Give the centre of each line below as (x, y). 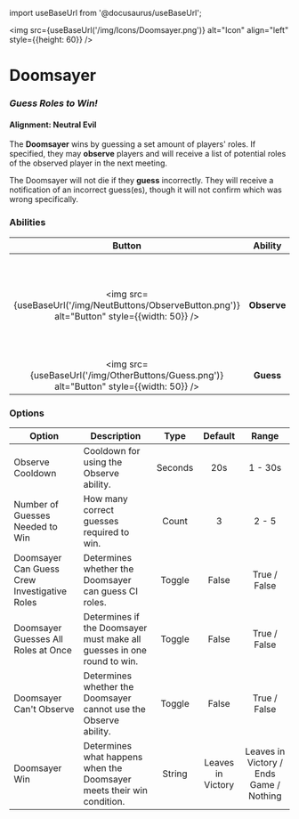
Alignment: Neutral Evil (53, 125)
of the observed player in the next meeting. (88, 163)
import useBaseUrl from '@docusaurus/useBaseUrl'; (105, 13)
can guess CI (111, 591)
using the (103, 462)
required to (106, 531)
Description (116, 435)
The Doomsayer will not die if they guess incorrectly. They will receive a (141, 181)
